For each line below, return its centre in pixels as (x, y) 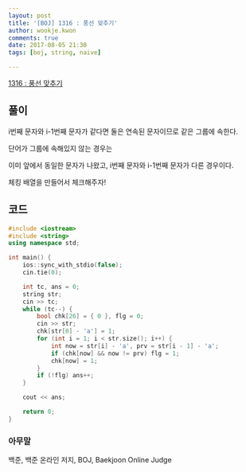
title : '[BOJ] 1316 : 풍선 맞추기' (63, 23)
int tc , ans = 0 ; (51, 287)
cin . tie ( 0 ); (42, 272)
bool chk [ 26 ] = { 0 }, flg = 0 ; (91, 316)
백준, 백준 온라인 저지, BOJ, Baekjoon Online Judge (90, 460)
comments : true (33, 38)
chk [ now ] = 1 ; (74, 361)
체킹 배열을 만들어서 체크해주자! (57, 182)
